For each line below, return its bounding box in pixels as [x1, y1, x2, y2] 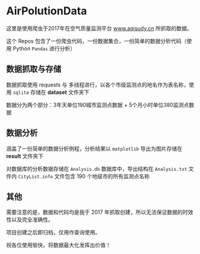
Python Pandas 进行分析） [13, 45, 76, 52]
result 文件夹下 [6, 152, 44, 160]
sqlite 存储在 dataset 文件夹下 [13, 88, 90, 96]
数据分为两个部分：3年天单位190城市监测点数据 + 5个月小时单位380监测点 [6, 101, 189, 108]
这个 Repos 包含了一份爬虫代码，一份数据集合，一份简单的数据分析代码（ [6, 37, 187, 44]
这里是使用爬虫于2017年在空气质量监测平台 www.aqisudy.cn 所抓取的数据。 [6, 25, 192, 32]
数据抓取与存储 [6, 64, 61, 74]
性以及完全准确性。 [6, 216, 54, 224]
